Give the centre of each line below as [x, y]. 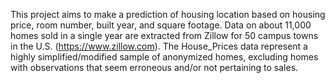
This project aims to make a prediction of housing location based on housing [168, 14]
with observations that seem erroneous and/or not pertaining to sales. [154, 67]
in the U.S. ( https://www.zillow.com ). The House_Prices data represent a [159, 46]
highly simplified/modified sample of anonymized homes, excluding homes [164, 57]
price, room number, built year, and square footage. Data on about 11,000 [161, 25]
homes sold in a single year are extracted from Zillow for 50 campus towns [164, 35]
